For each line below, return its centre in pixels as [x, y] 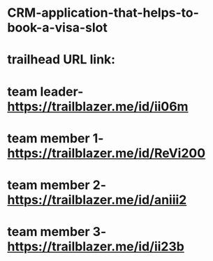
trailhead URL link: [61, 60]
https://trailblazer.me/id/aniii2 [97, 200]
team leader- [45, 91]
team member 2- [57, 185]
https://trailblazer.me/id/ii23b [96, 247]
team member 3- [57, 232]
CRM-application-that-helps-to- [103, 13]
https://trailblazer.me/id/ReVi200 [106, 153]
